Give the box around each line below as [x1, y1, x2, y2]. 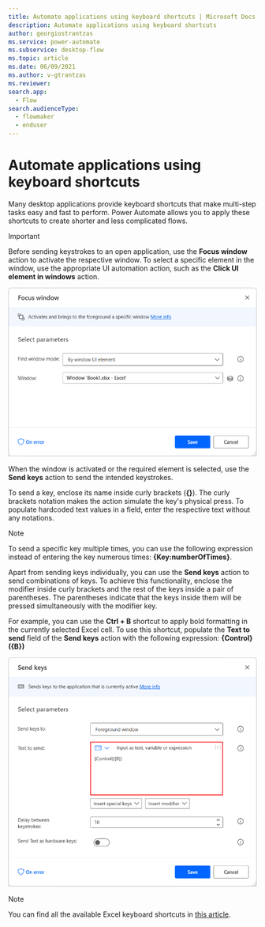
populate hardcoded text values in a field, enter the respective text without [8, 505, 251, 514]
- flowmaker [15, 113, 55, 121]
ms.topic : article [8, 55, 69, 62]
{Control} [221, 634, 253, 643]
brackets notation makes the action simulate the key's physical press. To [8, 497, 244, 506]
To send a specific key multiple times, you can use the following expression [8, 544, 254, 554]
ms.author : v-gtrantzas [8, 71, 87, 79]
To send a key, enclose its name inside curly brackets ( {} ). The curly [8, 488, 230, 498]
